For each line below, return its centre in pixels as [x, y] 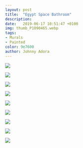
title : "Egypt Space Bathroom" [38, 14]
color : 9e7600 [20, 47]
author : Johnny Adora [27, 51]
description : [19, 19]
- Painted [15, 42]
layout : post [19, 10]
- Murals [14, 38]
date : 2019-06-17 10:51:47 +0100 [42, 24]
